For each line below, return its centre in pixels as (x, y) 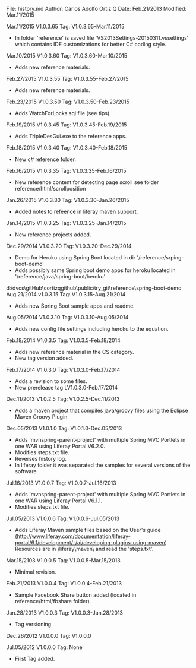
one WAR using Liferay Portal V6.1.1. (59, 501)
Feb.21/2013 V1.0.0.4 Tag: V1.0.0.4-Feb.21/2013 (64, 583)
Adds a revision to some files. (51, 381)
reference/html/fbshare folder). (53, 601)
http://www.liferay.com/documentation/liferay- (74, 536)
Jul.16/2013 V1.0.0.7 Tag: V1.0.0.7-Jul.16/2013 (61, 483)
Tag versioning (33, 624)
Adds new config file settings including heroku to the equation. (91, 329)
